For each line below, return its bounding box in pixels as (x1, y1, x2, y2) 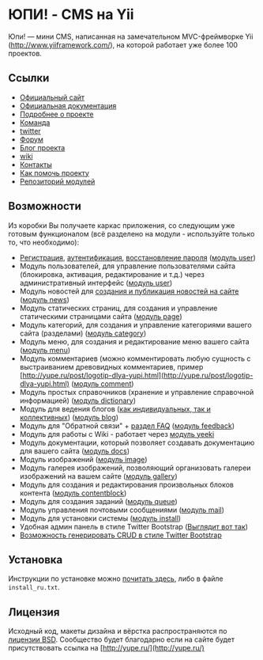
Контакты (19, 160, 53, 169)
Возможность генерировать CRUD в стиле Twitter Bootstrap (19, 530, 223, 540)
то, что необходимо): (8, 237, 80, 247)
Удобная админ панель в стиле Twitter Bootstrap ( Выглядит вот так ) (19, 522, 249, 531)
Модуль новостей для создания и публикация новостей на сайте (19, 286, 239, 296)
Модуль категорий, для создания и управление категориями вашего (19, 320, 252, 329)
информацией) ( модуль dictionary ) (19, 396, 137, 405)
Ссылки (8, 71, 50, 85)
